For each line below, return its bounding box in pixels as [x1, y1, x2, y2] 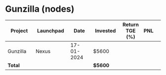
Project [10, 27, 28, 34]
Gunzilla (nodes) [5, 3, 75, 15]
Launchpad [37, 27, 64, 34]
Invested [94, 27, 116, 34]
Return [123, 21, 139, 28]
